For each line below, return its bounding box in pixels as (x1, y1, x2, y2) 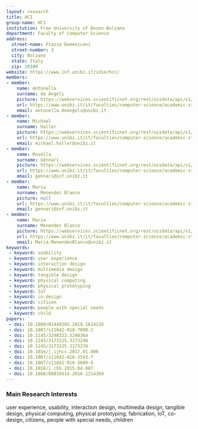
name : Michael (16, 119, 51, 125)
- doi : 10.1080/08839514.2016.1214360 (8, 371, 104, 376)
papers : (6, 316, 25, 322)
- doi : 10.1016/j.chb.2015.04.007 (8, 365, 94, 371)
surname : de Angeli (16, 91, 65, 97)
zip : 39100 (11, 63, 38, 70)
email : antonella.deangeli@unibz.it (16, 107, 107, 113)
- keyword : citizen (8, 299, 57, 306)
